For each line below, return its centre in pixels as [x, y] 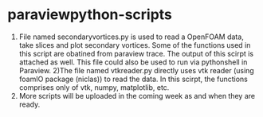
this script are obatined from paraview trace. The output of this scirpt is [136, 53]
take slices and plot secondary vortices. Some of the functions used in [135, 45]
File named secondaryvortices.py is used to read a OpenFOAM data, [131, 37]
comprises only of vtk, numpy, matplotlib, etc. [94, 87]
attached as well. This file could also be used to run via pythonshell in [133, 62]
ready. [29, 104]
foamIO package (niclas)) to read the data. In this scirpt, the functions [133, 79]
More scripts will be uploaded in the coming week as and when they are [137, 96]
